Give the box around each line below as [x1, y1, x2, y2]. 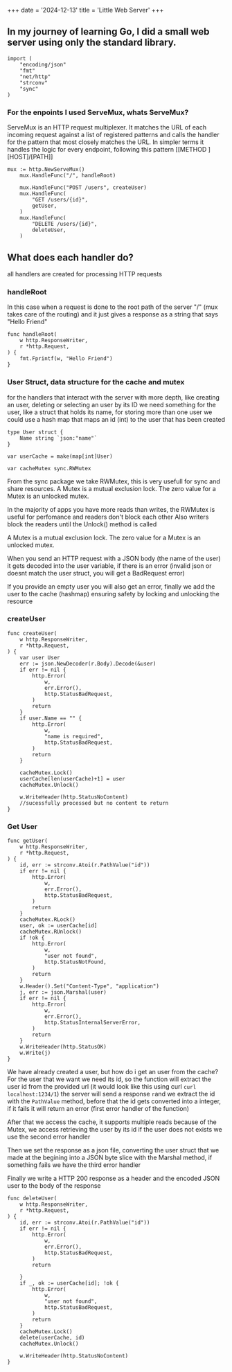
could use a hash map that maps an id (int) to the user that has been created [7, 415, 226, 423]
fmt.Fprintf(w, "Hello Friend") [19, 355, 113, 362]
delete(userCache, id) [19, 1335, 85, 1342]
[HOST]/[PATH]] [7, 152, 53, 161]
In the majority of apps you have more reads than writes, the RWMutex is [7, 505, 215, 513]
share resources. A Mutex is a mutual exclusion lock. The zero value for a [7, 484, 216, 492]
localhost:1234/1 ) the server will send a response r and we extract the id [7, 1090, 215, 1098]
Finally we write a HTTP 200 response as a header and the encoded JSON [7, 1174, 220, 1183]
